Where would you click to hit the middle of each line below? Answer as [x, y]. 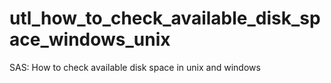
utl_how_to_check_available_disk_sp [165, 18]
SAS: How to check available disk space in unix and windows [135, 67]
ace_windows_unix [90, 39]
